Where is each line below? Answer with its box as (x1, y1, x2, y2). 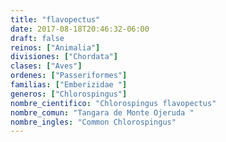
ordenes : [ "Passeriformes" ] (10, 71, 128, 81)
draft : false (10, 33, 65, 43)
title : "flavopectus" (10, 14, 101, 25)
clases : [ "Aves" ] (10, 61, 83, 71)
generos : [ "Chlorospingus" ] (10, 89, 128, 99)
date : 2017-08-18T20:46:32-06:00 (10, 24, 150, 34)
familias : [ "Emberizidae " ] (10, 80, 128, 90)
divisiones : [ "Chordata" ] (10, 52, 118, 62)
